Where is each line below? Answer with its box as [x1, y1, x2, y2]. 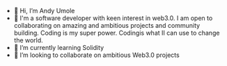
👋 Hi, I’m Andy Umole [13, 7, 75, 15]
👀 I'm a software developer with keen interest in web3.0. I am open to [13, 14, 213, 22]
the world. [13, 36, 43, 44]
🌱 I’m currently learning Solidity [13, 44, 104, 51]
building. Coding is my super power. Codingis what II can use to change [13, 28, 220, 37]
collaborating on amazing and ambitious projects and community [13, 22, 201, 29]
